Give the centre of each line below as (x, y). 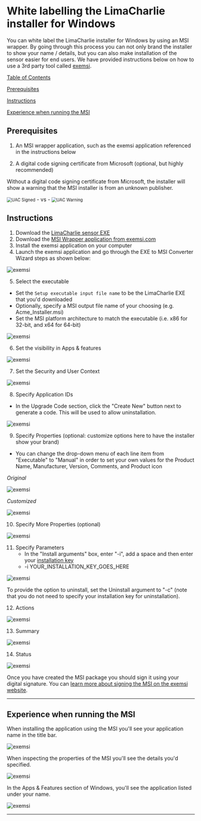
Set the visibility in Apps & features (58, 348)
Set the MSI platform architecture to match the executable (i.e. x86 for (101, 318)
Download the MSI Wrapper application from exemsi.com (86, 239)
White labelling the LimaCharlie (86, 11)
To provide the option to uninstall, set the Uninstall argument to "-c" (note (97, 590)
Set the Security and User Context (58, 371)
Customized (21, 501)
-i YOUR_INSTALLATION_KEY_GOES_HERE (77, 566)
